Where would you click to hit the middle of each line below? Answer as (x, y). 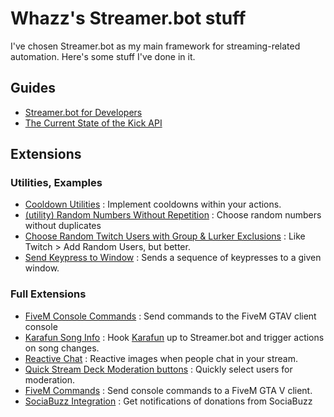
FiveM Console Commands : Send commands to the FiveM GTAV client (170, 316)
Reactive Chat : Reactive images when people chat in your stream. (161, 358)
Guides (33, 88)
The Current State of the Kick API (93, 123)
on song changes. (62, 348)
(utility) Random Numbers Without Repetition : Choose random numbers (173, 215)
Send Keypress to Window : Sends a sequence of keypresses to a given (173, 258)
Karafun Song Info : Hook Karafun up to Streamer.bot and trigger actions (174, 337)
